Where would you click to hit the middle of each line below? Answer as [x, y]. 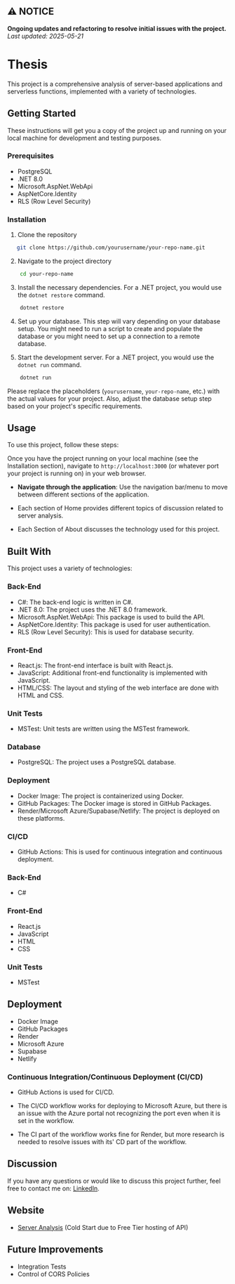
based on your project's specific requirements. [75, 406]
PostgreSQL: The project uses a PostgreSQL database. [97, 762]
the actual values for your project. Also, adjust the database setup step [109, 398]
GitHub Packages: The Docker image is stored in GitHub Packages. [114, 803]
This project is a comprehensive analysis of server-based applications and [115, 84]
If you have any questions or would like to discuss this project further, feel [114, 1181]
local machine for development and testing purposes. [85, 138]
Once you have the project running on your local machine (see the [103, 458]
